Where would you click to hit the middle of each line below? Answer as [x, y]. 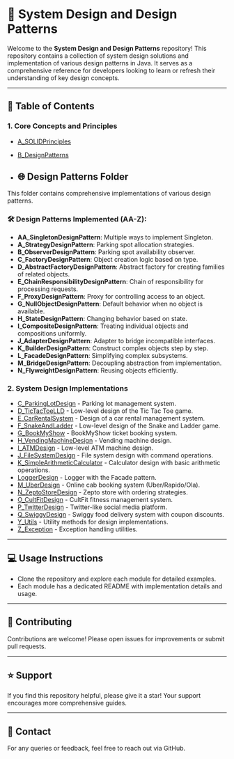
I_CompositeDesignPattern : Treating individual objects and [103, 326]
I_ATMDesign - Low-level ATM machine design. [85, 448]
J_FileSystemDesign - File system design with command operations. [115, 455]
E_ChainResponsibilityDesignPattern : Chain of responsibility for [110, 281]
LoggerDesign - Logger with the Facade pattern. [87, 478]
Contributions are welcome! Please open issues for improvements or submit [116, 639]
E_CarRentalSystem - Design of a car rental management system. [111, 418]
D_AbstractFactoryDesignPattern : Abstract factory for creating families [121, 267]
